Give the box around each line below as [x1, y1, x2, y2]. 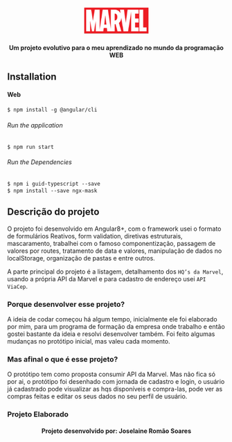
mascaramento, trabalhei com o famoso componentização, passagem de [7, 239, 216, 247]
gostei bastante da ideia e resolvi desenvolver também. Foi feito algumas [7, 330, 215, 338]
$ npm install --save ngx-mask [7, 187, 98, 194]
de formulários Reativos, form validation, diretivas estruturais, [7, 231, 183, 240]
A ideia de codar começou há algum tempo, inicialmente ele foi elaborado [7, 315, 217, 323]
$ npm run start [7, 143, 54, 150]
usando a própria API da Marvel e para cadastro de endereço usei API [7, 274, 206, 283]
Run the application [7, 121, 64, 130]
